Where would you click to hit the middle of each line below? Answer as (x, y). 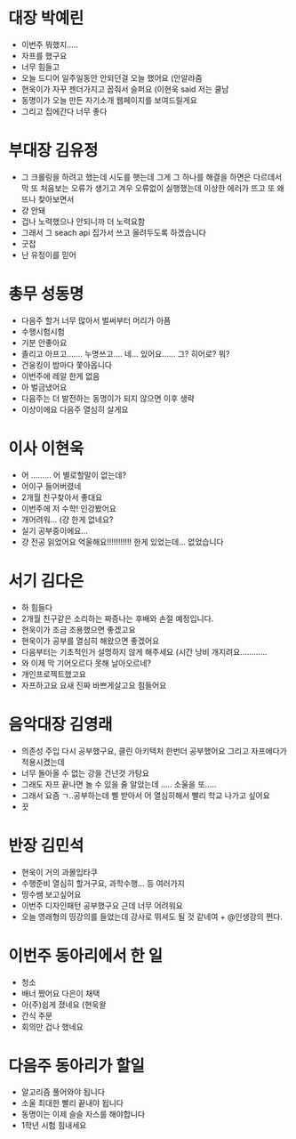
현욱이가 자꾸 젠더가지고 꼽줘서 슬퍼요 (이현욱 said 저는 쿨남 (125, 89)
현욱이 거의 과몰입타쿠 (60, 872)
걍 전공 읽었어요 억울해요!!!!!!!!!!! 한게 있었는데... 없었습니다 (122, 541)
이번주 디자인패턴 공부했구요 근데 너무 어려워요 (102, 905)
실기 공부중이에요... (54, 530)
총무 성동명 (46, 294)
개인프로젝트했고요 (53, 674)
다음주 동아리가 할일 (77, 1066)
